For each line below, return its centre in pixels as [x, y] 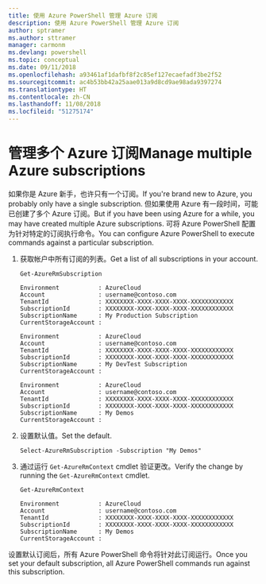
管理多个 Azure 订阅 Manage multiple [130, 154]
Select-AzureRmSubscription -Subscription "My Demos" [110, 451]
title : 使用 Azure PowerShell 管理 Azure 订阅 [83, 15]
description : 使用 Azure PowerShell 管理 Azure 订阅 [94, 23]
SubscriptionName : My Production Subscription [109, 315]
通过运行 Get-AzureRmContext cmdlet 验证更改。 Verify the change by [131, 466]
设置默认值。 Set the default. [66, 435]
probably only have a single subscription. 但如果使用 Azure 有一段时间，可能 [133, 203]
